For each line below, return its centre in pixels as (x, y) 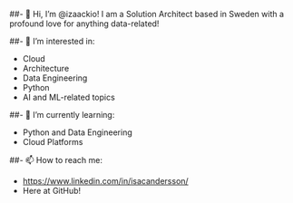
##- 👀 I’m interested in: (52, 41)
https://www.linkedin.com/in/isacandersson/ (105, 181)
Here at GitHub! (52, 191)
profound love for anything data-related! (84, 24)
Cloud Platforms (53, 142)
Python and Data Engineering (78, 132)
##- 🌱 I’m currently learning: (62, 115)
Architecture (46, 68)
